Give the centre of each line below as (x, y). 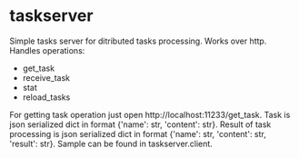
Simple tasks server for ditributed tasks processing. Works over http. (138, 41)
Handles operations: (47, 50)
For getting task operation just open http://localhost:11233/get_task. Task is (150, 114)
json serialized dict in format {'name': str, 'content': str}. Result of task (140, 124)
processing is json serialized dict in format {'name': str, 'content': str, (138, 133)
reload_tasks (46, 97)
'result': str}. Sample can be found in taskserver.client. (111, 143)
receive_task (46, 77)
